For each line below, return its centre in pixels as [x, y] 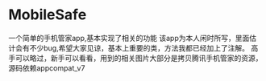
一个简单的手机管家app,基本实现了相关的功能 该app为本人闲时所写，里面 [129, 38]
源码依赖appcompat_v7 [47, 68]
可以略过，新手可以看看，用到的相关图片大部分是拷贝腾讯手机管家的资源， [139, 58]
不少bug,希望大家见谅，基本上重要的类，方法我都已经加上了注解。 [139, 48]
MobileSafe [48, 15]
